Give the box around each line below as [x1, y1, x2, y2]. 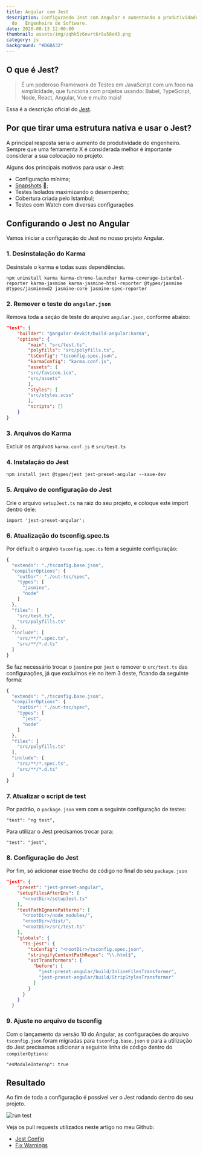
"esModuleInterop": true [6, 1061, 69, 1067]
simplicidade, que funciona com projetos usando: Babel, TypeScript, [21, 87, 192, 94]
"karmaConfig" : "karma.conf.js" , [28, 359, 112, 365]
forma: [6, 676, 23, 683]
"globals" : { [17, 935, 50, 941]
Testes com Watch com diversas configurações [14, 201, 134, 208]
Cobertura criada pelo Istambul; [14, 195, 95, 202]
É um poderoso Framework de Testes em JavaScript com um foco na [21, 81, 193, 88]
